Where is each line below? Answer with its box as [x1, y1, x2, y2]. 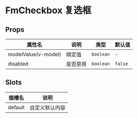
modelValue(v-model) [8, 51, 61, 57]
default [8, 104, 25, 111]
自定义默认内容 [30, 104, 66, 111]
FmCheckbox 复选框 [5, 5, 92, 16]
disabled [8, 61, 29, 67]
